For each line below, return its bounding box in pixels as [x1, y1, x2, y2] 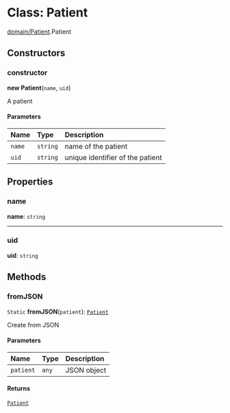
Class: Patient [7, 5, 88, 21]
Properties [7, 176, 53, 188]
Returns [7, 384, 31, 392]
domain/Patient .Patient [7, 27, 72, 36]
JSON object [65, 365, 107, 375]
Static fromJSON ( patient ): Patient [7, 307, 109, 316]
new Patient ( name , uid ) [7, 84, 71, 92]
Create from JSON [7, 320, 60, 329]
